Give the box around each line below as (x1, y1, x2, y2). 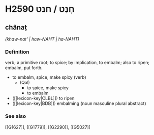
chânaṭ (5, 23, 27, 32)
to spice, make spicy (27, 85, 69, 91)
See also (5, 113, 26, 120)
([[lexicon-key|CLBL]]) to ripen (12, 95, 75, 101)
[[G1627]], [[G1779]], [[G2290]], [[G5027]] (5, 124, 91, 130)
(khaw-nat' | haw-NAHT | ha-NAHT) (5, 36, 80, 42)
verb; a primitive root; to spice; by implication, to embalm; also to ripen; (5, 60, 150, 66)
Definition (5, 48, 30, 55)
